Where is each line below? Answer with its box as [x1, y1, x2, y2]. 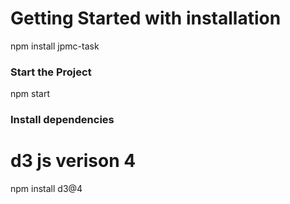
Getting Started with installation [10, 7, 282, 30]
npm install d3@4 [10, 183, 83, 195]
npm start [10, 88, 51, 100]
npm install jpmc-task [10, 40, 100, 52]
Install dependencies [10, 113, 115, 127]
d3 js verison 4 [10, 150, 137, 172]
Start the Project [10, 65, 92, 79]
